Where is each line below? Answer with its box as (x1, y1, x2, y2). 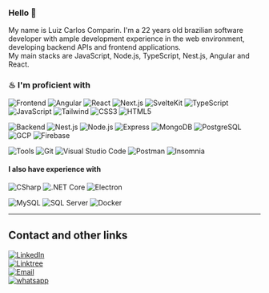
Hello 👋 (8, 7, 37, 18)
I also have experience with (8, 165, 102, 174)
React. (8, 59, 30, 69)
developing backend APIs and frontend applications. (8, 43, 182, 52)
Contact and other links (8, 229, 128, 242)
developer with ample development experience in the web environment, (8, 34, 246, 43)
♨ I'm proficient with (8, 79, 90, 91)
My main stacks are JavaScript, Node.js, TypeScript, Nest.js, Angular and (8, 51, 250, 61)
